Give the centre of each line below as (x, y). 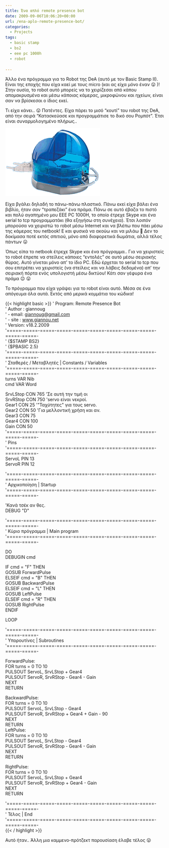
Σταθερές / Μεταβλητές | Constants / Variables (58, 363)
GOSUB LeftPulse (23, 594)
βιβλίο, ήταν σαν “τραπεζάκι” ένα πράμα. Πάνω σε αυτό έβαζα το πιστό (81, 210)
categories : (18, 27)
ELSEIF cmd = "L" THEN (30, 589)
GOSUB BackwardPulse (30, 583)
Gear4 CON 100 (22, 421)
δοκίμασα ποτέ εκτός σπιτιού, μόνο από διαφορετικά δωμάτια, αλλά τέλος (84, 237)
